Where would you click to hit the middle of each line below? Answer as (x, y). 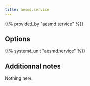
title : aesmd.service (27, 10)
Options (18, 39)
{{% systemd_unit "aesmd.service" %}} (45, 51)
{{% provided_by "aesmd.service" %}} (44, 24)
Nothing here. (19, 78)
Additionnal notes (33, 66)
